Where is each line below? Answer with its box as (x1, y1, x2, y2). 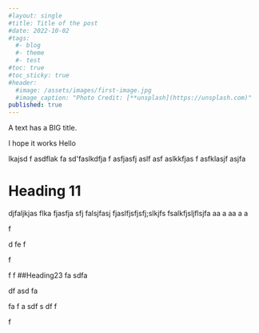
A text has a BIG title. (8, 123, 78, 133)
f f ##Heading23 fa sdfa (8, 271, 88, 280)
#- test (15, 57, 42, 65)
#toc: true (8, 64, 45, 72)
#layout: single (8, 11, 62, 20)
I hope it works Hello (8, 138, 76, 148)
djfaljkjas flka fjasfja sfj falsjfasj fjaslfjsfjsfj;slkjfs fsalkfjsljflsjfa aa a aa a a (8, 209, 249, 219)
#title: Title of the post (8, 19, 98, 27)
